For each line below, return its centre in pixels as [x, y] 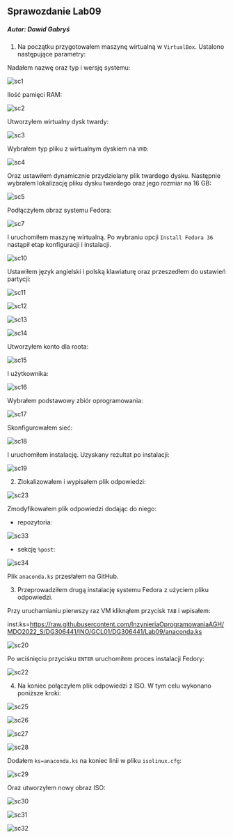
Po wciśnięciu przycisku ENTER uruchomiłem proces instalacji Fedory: [106, 659]
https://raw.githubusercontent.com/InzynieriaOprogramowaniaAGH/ [127, 624]
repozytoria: [35, 522]
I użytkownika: [28, 374]
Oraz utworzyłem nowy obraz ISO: [56, 788]
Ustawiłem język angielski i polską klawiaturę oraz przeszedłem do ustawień [116, 272]
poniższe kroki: [39, 693]
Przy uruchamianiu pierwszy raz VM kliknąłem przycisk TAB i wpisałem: [109, 611]
